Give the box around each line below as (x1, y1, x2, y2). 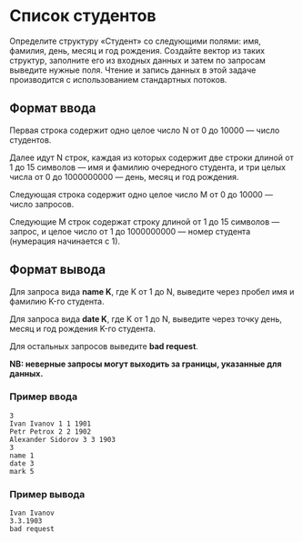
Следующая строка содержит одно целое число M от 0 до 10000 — (9, 188, 274, 200)
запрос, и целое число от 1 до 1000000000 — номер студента (9, 226, 251, 236)
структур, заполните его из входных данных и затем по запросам (9, 55, 267, 65)
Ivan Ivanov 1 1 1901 (9, 419, 92, 428)
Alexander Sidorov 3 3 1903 (9, 435, 116, 444)
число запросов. (9, 198, 75, 209)
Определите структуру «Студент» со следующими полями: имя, (9, 35, 261, 46)
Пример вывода (9, 487, 86, 500)
